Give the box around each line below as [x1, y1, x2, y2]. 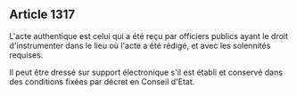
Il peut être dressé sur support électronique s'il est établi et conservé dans [9, 67, 284, 77]
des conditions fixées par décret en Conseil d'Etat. [9, 76, 195, 87]
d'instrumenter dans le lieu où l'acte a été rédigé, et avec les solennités [9, 40, 271, 51]
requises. [9, 49, 44, 60]
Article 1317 [9, 7, 76, 22]
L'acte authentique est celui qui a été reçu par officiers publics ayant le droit [9, 30, 288, 41]
